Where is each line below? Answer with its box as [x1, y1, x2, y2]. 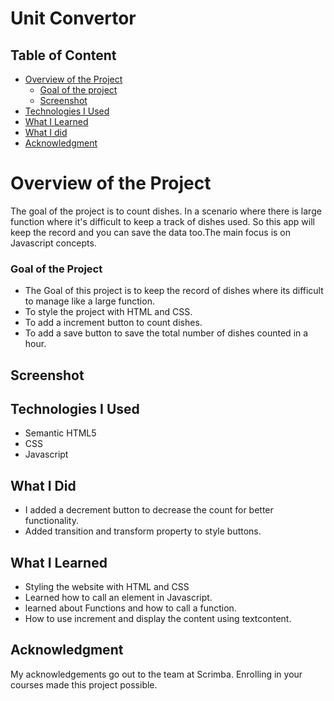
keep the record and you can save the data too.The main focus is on [10, 226, 292, 238]
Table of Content [10, 47, 117, 64]
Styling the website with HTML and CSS [24, 581, 190, 593]
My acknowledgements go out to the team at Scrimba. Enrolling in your [10, 668, 303, 680]
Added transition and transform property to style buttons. [24, 525, 262, 537]
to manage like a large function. [24, 295, 155, 307]
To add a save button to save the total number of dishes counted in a [24, 327, 309, 339]
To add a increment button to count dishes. [24, 317, 203, 329]
